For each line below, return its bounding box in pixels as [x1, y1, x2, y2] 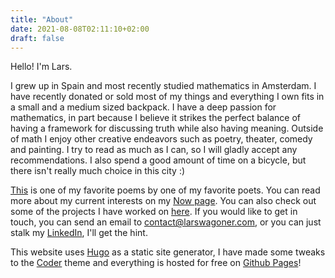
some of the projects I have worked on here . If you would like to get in [10, 206, 298, 218]
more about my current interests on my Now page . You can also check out [10, 195, 317, 207]
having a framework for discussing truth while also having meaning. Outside [10, 122, 324, 135]
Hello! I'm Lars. [10, 61, 73, 73]
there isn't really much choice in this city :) [10, 165, 186, 177]
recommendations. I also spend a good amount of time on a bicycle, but [10, 154, 307, 166]
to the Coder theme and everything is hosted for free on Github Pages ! [10, 257, 302, 269]
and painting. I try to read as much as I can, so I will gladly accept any [10, 144, 298, 156]
